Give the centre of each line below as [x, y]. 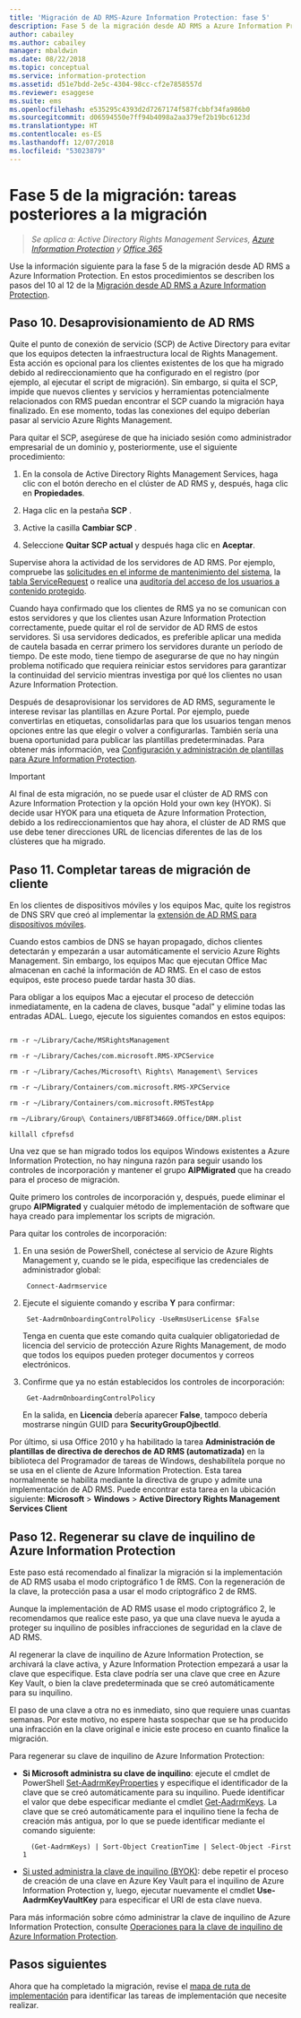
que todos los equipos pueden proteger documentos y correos [138, 1355]
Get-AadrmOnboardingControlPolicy [91, 1399]
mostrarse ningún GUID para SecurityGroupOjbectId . [121, 1425]
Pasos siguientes [58, 1965]
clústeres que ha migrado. [57, 841]
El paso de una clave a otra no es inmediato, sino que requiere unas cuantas [150, 1710]
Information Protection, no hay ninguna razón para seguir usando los [136, 1160]
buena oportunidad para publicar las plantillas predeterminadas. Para [137, 740]
